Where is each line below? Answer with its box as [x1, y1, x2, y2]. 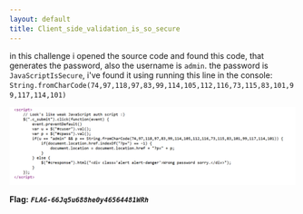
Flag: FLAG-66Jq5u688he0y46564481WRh [9, 194, 150, 205]
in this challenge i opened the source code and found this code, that [9, 50, 265, 61]
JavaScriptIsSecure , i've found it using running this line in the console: [9, 69, 273, 81]
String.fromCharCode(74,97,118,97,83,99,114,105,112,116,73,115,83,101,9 [9, 81, 295, 90]
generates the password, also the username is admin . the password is [9, 60, 269, 71]
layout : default [9, 15, 71, 24]
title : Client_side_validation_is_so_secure [9, 24, 181, 34]
